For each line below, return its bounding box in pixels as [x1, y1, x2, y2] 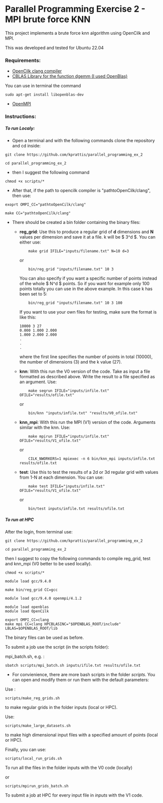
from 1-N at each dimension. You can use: [19, 474, 104, 481]
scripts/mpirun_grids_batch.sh [5, 784, 69, 789]
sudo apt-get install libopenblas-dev [5, 92, 84, 97]
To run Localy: [5, 125, 35, 131]
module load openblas [5, 605, 49, 609]
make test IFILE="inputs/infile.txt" [28, 484, 105, 489]
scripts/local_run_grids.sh [5, 756, 62, 761]
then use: [12, 193, 31, 199]
